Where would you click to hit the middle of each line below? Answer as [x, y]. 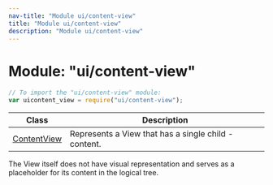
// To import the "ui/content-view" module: [85, 93]
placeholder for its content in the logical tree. [84, 173]
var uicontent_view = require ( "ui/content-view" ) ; [96, 101]
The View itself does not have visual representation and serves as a [121, 164]
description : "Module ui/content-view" [76, 31]
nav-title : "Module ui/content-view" [72, 16]
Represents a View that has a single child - [152, 134]
